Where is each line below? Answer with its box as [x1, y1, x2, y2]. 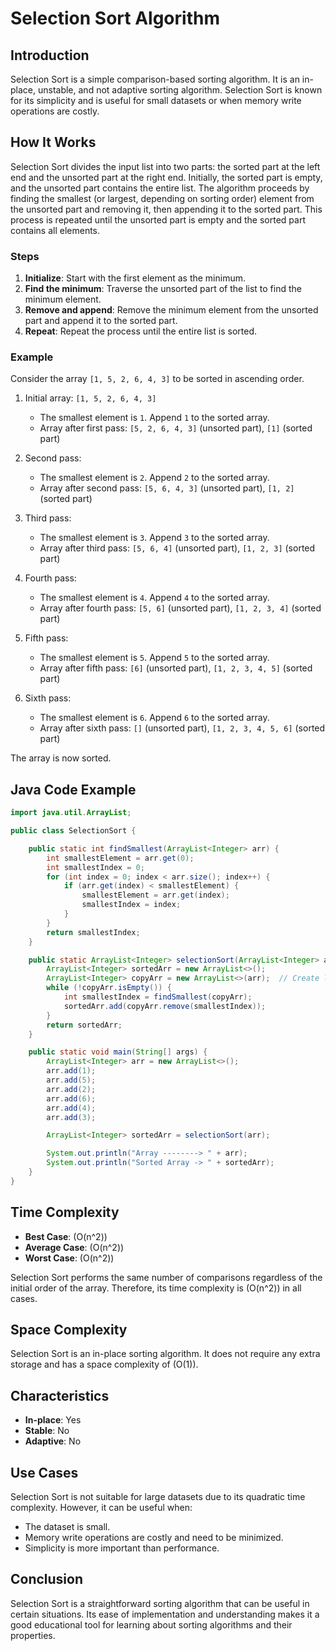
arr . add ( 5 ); [46, 1075, 97, 1086]
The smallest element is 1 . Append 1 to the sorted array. [39, 412, 270, 424]
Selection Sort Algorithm [10, 7, 220, 30]
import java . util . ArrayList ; [10, 808, 132, 818]
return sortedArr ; [46, 1020, 123, 1030]
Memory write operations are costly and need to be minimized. [24, 1532, 284, 1544]
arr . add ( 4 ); [46, 1103, 97, 1113]
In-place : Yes [24, 1414, 82, 1426]
